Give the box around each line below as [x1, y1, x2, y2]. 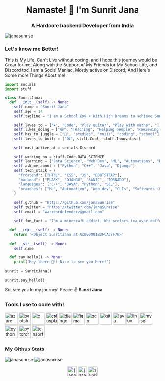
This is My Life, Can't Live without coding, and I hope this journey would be [5, 57, 157, 63]
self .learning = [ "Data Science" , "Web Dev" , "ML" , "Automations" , [14, 159, 155, 164]
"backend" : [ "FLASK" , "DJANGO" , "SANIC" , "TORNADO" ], [18, 177, 131, 182]
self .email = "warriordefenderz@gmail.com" [14, 209, 105, 214]
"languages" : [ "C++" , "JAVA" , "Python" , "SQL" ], [18, 182, 120, 187]
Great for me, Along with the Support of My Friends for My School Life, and [5, 62, 157, 68]
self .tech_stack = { [14, 168, 56, 173]
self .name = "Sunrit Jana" [14, 104, 69, 110]
